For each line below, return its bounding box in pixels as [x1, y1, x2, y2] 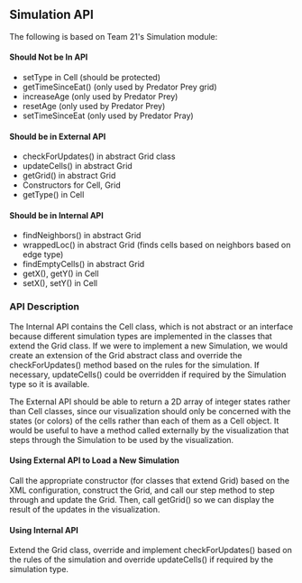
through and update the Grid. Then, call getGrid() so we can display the [9, 494, 275, 504]
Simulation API [9, 7, 95, 23]
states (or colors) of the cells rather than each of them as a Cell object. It [9, 415, 279, 426]
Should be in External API [9, 131, 106, 142]
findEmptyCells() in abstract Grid [22, 259, 145, 270]
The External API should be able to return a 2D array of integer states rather [9, 396, 291, 407]
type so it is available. [9, 378, 90, 389]
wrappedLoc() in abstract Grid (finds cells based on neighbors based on [22, 239, 291, 251]
